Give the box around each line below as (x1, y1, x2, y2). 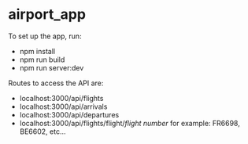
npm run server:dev (19, 63, 84, 72)
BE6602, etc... (19, 127, 66, 136)
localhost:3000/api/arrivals (19, 102, 108, 111)
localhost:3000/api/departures (19, 110, 120, 119)
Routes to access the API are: (8, 78, 104, 88)
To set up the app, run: (8, 31, 82, 41)
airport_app (8, 5, 87, 23)
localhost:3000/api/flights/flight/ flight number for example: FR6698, (19, 118, 240, 128)
